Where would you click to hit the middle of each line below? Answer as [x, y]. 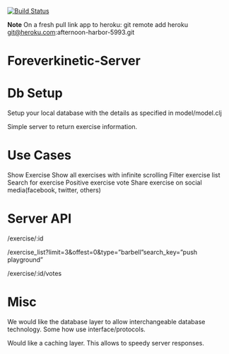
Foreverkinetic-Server [74, 61]
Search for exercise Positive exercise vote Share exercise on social [105, 183]
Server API [40, 219]
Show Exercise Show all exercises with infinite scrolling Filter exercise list [114, 175]
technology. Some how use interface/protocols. [77, 329]
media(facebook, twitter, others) [54, 190]
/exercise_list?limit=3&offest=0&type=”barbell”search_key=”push [102, 252]
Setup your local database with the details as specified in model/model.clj [115, 113]
